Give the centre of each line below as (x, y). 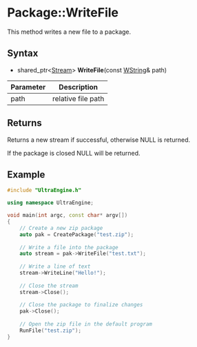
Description (78, 87)
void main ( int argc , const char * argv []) (68, 215)
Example (26, 175)
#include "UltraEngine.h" (44, 191)
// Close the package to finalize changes (81, 305)
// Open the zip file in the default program (86, 324)
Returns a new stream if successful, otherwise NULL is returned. (99, 140)
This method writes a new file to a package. (69, 32)
